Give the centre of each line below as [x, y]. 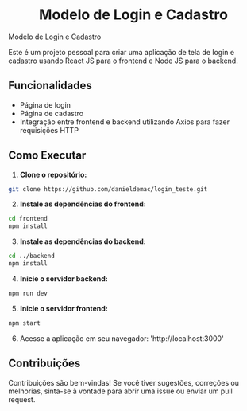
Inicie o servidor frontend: [64, 308]
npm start [25, 323]
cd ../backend [32, 256]
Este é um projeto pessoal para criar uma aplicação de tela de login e [122, 52]
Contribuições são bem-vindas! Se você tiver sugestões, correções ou [124, 382]
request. [22, 399]
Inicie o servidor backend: [64, 278]
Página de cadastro [52, 113]
